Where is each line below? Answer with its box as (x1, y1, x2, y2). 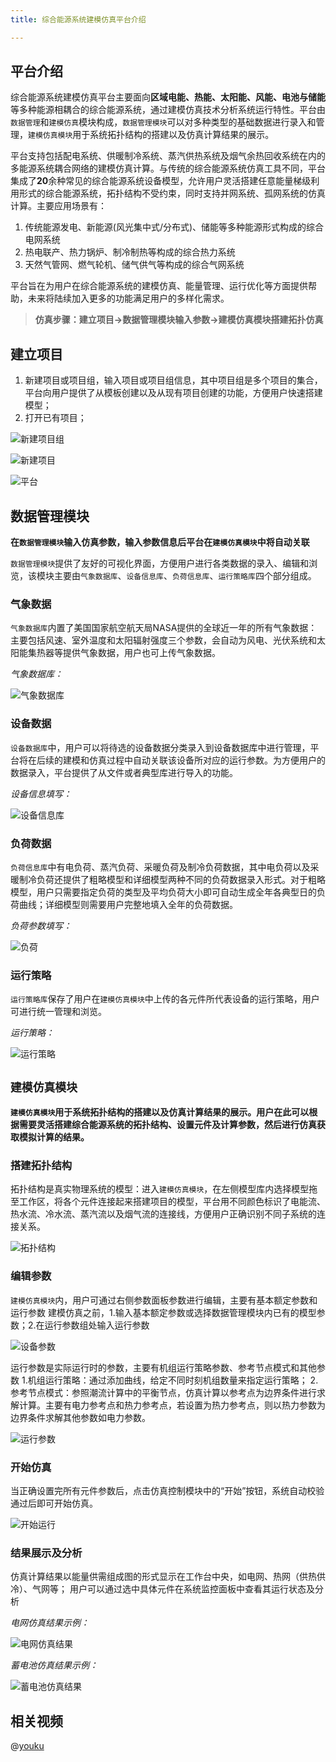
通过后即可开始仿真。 (10, 1497, 98, 1509)
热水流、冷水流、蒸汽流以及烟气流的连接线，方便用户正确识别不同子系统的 (10, 1208, 317, 1220)
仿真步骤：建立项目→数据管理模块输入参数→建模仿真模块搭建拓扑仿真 (34, 314, 324, 326)
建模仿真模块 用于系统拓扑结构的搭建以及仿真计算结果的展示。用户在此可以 (10, 1106, 310, 1118)
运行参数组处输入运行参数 (44, 1319, 150, 1331)
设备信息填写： (10, 787, 72, 800)
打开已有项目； (24, 412, 87, 424)
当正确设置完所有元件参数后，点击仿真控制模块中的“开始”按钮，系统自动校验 (10, 1484, 325, 1496)
